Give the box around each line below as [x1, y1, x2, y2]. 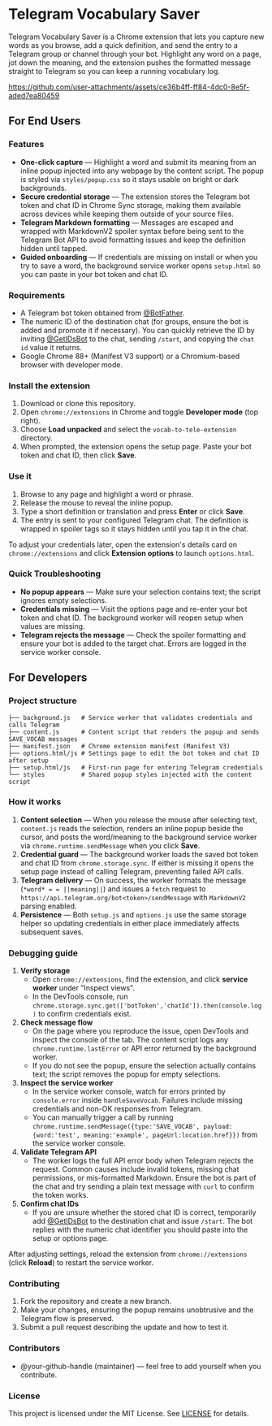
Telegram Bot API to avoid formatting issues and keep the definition [19, 235, 246, 245]
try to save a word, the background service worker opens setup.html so [19, 261, 261, 271]
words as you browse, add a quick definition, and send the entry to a [8, 40, 238, 50]
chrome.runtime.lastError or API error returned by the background [32, 1043, 257, 1053]
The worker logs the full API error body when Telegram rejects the [32, 1155, 254, 1166]
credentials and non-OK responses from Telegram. [32, 1104, 203, 1114]
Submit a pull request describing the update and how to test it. [19, 1322, 229, 1333]
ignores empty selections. [19, 595, 107, 605]
